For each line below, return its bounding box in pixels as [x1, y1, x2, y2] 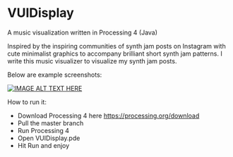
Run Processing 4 [17, 126, 69, 134]
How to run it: [7, 97, 47, 106]
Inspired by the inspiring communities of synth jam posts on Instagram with [7, 42, 226, 50]
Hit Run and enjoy [17, 141, 70, 149]
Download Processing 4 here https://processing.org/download [17, 111, 200, 120]
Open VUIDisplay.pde [17, 134, 80, 142]
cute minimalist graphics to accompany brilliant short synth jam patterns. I [7, 49, 222, 58]
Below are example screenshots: [7, 70, 102, 79]
